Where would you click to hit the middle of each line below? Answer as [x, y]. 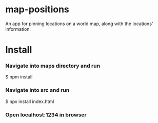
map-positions [37, 9]
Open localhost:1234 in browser [46, 115]
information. [18, 29]
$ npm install [19, 77]
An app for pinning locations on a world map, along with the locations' [79, 24]
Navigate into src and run [37, 90]
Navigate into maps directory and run [53, 66]
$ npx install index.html [30, 101]
